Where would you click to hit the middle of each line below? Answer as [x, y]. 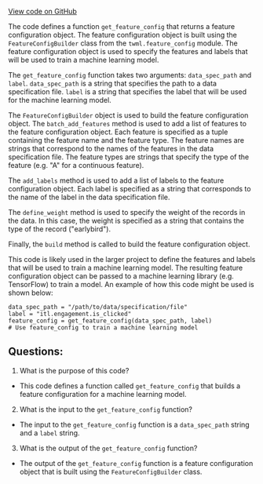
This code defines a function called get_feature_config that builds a [130, 386]
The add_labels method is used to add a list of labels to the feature [116, 180]
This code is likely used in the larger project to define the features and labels [132, 259]
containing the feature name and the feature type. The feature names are [126, 140]
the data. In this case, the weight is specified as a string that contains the [126, 220]
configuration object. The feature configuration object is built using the [123, 35]
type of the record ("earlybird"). [60, 229]
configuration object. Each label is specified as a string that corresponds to [130, 189]
